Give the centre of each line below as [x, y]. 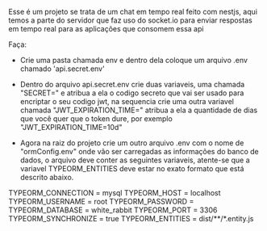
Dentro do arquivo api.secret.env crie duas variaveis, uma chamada [132, 84]
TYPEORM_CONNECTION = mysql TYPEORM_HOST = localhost [115, 193]
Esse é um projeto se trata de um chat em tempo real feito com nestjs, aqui [133, 12]
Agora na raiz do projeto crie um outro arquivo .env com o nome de [132, 143]
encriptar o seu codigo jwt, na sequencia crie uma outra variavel [127, 101]
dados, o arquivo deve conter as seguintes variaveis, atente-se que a [135, 160]
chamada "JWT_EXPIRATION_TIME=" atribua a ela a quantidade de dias [139, 110]
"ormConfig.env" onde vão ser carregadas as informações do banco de [140, 151]
